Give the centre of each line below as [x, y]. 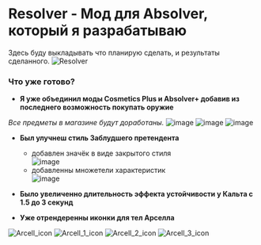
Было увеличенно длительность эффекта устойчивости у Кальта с [136, 194]
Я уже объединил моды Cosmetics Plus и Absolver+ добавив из [129, 99]
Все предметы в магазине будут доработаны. [86, 123]
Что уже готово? [42, 82]
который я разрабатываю [98, 31]
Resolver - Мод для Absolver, [108, 14]
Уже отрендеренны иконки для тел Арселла [97, 218]
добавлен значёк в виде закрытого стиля [101, 153]
